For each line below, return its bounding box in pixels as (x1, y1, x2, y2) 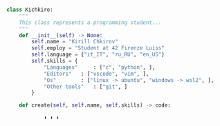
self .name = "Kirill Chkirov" (31, 39, 118, 45)
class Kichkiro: (6, 6, 53, 13)
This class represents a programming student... (19, 19, 162, 26)
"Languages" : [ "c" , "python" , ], (43, 63, 156, 71)
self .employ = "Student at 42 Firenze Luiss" (31, 45, 165, 52)
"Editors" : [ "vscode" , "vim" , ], (43, 70, 149, 77)
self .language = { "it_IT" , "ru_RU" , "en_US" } (31, 51, 165, 59)
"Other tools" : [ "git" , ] (43, 83, 128, 90)
